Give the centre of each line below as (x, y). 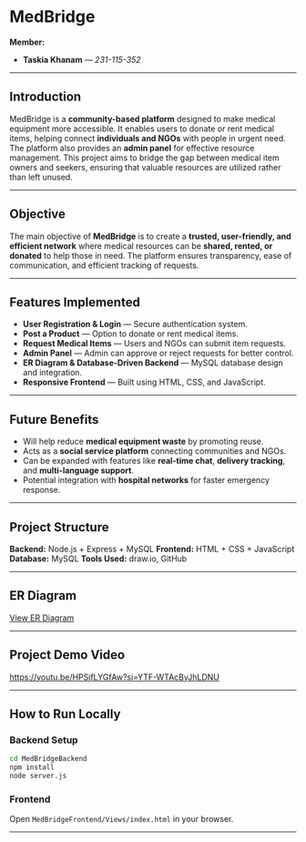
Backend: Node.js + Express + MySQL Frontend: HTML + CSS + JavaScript (152, 549)
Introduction (46, 97)
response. (41, 490)
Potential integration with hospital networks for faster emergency (146, 480)
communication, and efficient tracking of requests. (104, 265)
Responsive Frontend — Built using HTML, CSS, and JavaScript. (144, 382)
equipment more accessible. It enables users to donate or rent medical (142, 128)
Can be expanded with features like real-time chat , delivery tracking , (153, 461)
